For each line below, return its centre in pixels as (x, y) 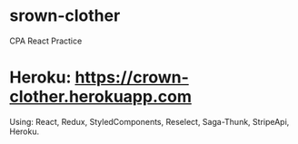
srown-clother (65, 16)
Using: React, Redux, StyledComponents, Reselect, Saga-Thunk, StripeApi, (149, 121)
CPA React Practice (46, 41)
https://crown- (132, 77)
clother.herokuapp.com (101, 97)
